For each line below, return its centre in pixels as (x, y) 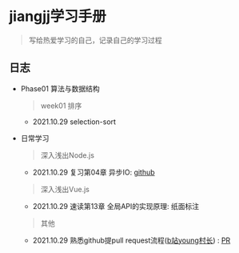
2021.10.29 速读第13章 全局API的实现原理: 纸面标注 (116, 206)
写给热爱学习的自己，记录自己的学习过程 (95, 40)
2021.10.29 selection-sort (74, 122)
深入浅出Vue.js (65, 189)
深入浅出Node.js (68, 155)
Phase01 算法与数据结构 (60, 88)
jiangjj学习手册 (58, 16)
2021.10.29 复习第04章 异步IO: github (94, 172)
